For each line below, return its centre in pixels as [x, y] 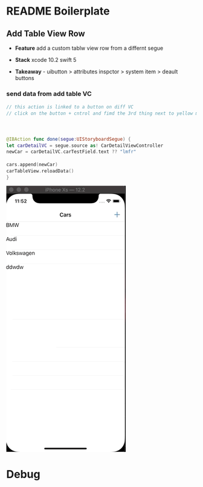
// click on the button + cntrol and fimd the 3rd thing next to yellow [100, 113]
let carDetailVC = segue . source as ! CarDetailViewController [85, 146]
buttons [24, 78]
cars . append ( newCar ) [32, 165]
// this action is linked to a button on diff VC [70, 107]
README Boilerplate [58, 11]
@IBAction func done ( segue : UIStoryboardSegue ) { [69, 139]
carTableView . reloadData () [40, 171]
